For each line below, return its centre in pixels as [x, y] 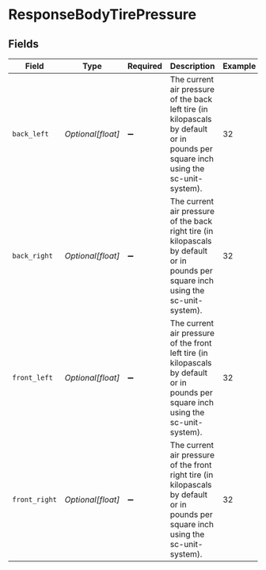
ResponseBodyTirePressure [102, 15]
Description [192, 66]
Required [144, 66]
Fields [24, 44]
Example [239, 66]
